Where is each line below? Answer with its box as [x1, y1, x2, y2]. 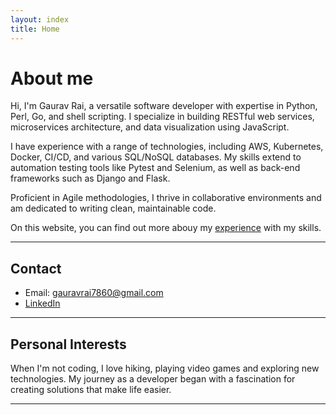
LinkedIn [24, 297, 61, 310]
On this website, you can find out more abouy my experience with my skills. [10, 222, 322, 234]
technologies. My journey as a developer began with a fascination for [10, 373, 296, 385]
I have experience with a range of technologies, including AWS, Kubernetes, [10, 141, 324, 153]
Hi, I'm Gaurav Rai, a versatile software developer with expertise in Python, [10, 100, 318, 112]
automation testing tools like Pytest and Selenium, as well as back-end [10, 162, 301, 174]
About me [10, 67, 94, 90]
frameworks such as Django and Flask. [10, 172, 171, 185]
